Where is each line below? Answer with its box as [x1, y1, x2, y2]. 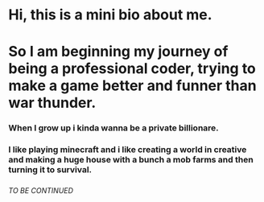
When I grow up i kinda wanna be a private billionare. [8, 122, 219, 134]
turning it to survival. [8, 164, 93, 175]
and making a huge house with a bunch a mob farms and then [8, 155, 254, 166]
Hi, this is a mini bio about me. [8, 6, 212, 24]
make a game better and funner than [8, 76, 257, 95]
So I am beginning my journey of [8, 43, 229, 61]
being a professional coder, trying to [8, 60, 256, 78]
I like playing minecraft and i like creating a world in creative [8, 144, 247, 155]
